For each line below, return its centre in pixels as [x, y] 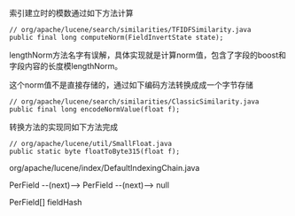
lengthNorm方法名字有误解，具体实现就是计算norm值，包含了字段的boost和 [147, 55]
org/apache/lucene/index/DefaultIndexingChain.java [105, 168]
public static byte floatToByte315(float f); [94, 151]
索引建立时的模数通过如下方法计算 [71, 13]
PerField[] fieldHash [46, 202]
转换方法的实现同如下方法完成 [63, 127]
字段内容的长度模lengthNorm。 [66, 66]
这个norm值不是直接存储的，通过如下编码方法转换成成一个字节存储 [132, 85]
